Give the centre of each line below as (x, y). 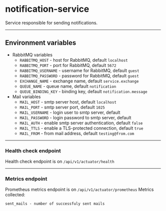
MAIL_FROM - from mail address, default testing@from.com (77, 133)
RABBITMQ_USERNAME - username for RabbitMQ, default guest (80, 70)
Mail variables (26, 97)
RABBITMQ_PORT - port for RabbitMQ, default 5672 (68, 65)
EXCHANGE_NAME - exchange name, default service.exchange (79, 81)
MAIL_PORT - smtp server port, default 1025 (62, 107)
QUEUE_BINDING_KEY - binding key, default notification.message (83, 91)
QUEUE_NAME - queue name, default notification (68, 86)
